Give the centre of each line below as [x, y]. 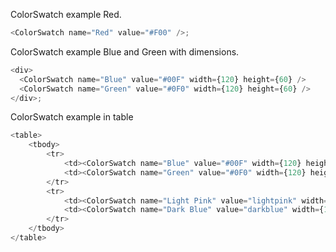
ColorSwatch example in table [72, 117]
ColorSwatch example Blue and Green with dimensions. [125, 51]
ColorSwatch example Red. [66, 14]
